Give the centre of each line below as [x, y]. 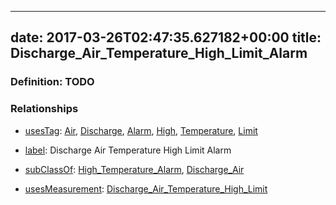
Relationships [44, 109]
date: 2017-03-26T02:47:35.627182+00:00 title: [166, 37]
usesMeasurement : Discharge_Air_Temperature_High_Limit [146, 188]
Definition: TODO [52, 82]
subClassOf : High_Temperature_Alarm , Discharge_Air [134, 169]
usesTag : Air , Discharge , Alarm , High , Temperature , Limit [141, 130]
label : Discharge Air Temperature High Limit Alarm [128, 150]
